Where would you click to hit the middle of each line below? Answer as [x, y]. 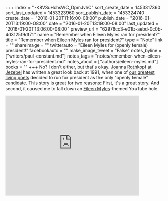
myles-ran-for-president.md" [36, 61]
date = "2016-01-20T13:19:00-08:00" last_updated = [104, 23]
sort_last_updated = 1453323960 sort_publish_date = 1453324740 [75, 13]
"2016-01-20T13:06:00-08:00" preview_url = [52, 29]
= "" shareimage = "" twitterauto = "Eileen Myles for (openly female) [77, 45]
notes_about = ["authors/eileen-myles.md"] [113, 61]
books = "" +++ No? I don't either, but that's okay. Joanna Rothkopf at [78, 67]
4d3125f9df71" [21, 34]
